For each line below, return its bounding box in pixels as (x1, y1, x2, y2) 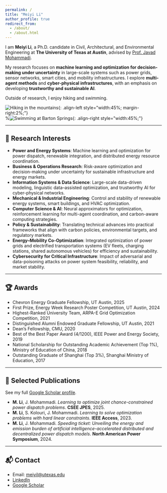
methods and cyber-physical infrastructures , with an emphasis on (18, 80, 157, 86)
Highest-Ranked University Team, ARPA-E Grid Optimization (12, 309, 136, 316)
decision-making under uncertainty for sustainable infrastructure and (12, 169, 155, 175)
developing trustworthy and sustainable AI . (5, 86, 96, 91)
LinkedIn (12, 477, 30, 483)
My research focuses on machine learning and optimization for (5, 64, 137, 70)
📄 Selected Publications (5, 377, 81, 385)
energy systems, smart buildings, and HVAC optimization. (12, 200, 130, 206)
